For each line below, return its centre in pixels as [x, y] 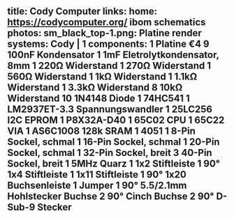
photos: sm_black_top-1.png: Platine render [104, 33]
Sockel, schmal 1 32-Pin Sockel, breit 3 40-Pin [110, 153]
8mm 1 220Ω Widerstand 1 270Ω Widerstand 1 [109, 66]
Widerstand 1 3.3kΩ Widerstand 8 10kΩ [95, 87]
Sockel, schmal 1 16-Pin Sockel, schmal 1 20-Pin [114, 142]
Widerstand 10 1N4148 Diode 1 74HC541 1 [98, 99]
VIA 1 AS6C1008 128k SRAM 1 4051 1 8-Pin [101, 131]
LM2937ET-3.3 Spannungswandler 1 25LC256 [110, 110]
